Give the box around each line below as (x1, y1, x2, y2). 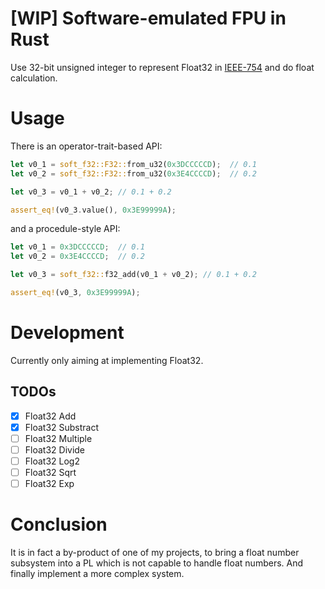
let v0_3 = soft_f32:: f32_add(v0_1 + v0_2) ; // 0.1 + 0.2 (10, 270, 257, 280)
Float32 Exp (24, 478, 75, 489)
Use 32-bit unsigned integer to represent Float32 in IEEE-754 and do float (10, 61, 315, 73)
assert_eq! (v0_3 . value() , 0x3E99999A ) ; (10, 205, 177, 215)
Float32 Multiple (24, 432, 93, 444)
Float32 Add (24, 410, 77, 422)
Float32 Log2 (24, 455, 80, 467)
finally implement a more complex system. (10, 568, 185, 579)
